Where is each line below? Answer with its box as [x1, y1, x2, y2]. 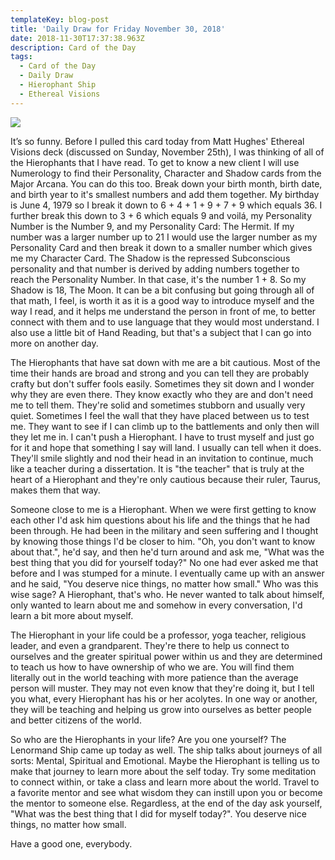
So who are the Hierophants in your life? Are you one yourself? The [10, 733, 287, 745]
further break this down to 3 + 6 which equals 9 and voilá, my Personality [10, 209, 313, 221]
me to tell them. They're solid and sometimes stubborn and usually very [10, 399, 306, 411]
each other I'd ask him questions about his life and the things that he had [10, 514, 311, 526]
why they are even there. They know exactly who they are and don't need [10, 388, 314, 400]
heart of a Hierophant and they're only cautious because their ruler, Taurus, [10, 473, 322, 485]
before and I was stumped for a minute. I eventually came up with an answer [10, 567, 325, 579]
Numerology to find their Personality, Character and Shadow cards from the [10, 167, 322, 179]
